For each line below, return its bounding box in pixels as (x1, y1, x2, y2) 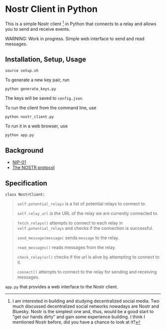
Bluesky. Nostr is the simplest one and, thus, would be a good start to (12, 309, 154, 315)
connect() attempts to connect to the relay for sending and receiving (17, 269, 157, 275)
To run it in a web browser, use (5, 123, 68, 129)
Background (5, 146, 43, 155)
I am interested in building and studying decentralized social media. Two (12, 298, 160, 304)
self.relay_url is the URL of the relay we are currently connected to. (17, 211, 159, 217)
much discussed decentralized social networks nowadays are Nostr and (12, 303, 160, 309)
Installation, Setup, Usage (5, 55, 86, 63)
